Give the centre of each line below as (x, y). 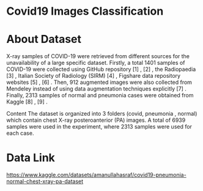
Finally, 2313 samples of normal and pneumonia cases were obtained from (100, 95)
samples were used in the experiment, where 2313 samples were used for (99, 127)
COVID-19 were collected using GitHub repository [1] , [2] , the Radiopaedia (101, 69)
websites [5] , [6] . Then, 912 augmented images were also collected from (99, 82)
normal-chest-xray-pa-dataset (45, 181)
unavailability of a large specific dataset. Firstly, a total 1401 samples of (96, 63)
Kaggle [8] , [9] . (27, 102)
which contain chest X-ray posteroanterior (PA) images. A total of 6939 (96, 120)
